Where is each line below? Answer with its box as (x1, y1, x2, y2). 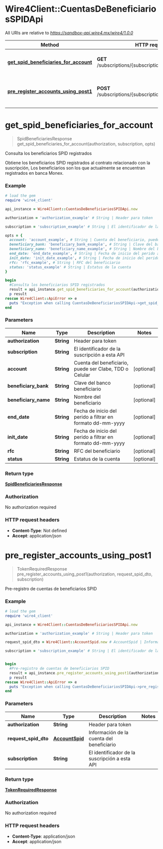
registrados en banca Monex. (5, 170, 64, 176)
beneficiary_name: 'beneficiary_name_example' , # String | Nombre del (9, 247, 155, 252)
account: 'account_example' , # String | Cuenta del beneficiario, (9, 238, 147, 242)
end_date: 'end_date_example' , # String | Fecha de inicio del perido (9, 251, 155, 256)
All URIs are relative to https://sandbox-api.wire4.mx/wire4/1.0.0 (5, 30, 133, 36)
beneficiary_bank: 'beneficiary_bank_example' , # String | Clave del (9, 242, 153, 247)
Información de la (88, 729, 129, 736)
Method (40, 41, 59, 48)
